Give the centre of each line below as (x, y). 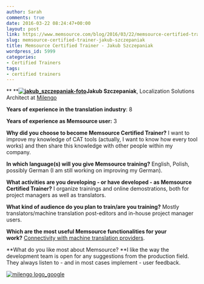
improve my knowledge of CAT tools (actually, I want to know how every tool (102, 140)
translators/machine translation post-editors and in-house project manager (100, 214)
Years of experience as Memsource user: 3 (62, 121)
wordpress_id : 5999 (31, 52)
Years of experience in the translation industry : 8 (69, 109)
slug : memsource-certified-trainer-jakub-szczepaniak (76, 40)
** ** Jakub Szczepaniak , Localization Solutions (100, 91)
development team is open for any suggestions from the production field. (98, 256)
